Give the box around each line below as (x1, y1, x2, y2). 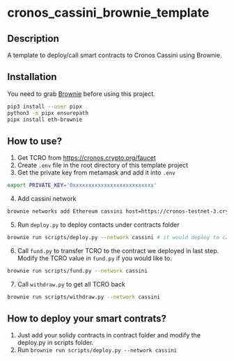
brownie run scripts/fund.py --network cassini (7, 267, 148, 274)
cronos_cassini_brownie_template (7, 5, 210, 21)
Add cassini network (17, 195, 77, 203)
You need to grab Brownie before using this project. (7, 89, 155, 98)
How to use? (7, 135, 63, 147)
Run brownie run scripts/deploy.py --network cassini (17, 346, 178, 354)
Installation (7, 71, 57, 83)
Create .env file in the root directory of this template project (17, 161, 189, 170)
